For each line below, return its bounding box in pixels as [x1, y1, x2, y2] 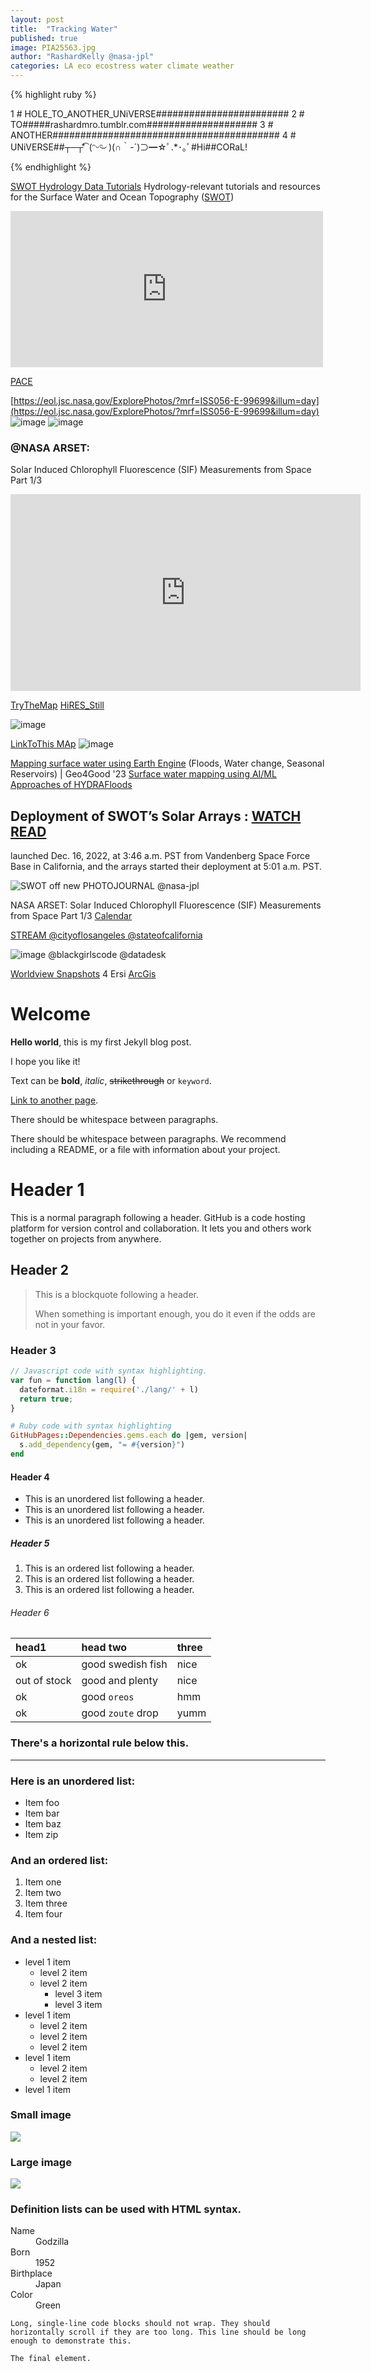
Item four [24, 1908, 63, 1920]
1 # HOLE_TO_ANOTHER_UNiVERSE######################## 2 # [10, 108, 305, 120]
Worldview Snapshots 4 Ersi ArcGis [10, 968, 157, 980]
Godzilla [35, 2236, 70, 2248]
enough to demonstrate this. [10, 2336, 132, 2346]
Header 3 [10, 1343, 57, 1357]
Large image [10, 2155, 72, 2169]
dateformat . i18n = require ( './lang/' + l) [19, 1384, 199, 1395]
